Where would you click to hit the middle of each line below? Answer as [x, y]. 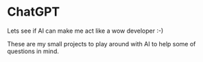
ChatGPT [34, 12]
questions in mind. [33, 51]
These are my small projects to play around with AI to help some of [101, 44]
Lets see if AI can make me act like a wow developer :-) [85, 31]
